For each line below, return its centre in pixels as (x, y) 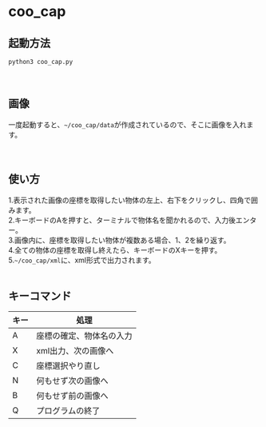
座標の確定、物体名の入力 (85, 336)
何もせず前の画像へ (73, 396)
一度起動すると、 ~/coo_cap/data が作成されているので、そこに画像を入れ (127, 124)
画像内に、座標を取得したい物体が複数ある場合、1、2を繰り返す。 (123, 240)
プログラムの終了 (68, 411)
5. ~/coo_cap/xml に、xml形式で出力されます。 (82, 260)
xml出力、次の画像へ (75, 351)
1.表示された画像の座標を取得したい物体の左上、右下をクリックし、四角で (130, 200)
